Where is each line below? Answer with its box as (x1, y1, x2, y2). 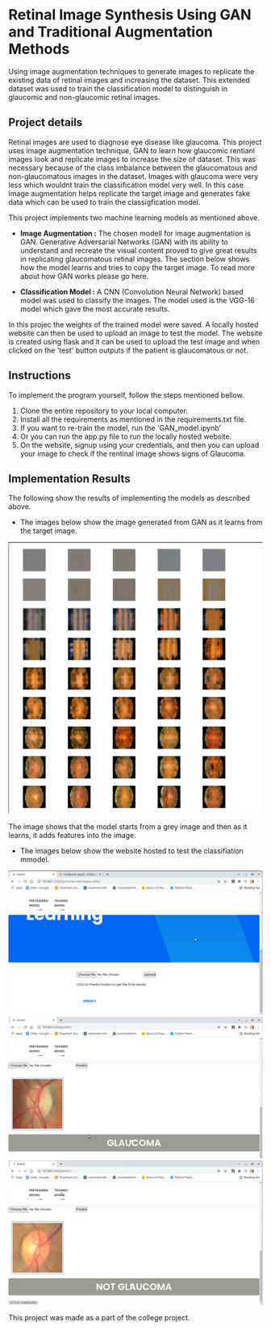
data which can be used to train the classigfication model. (8, 197, 201, 206)
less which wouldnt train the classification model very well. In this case (8, 180, 244, 190)
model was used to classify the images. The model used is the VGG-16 (19, 295, 256, 305)
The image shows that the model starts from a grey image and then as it (8, 822, 248, 832)
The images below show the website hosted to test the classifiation (19, 846, 244, 856)
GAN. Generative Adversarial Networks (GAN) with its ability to (19, 236, 228, 247)
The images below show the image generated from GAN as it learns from (19, 518, 263, 527)
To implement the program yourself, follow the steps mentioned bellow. (8, 390, 244, 400)
